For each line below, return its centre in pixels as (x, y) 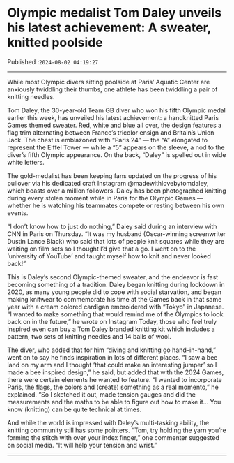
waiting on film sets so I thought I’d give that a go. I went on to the (102, 249)
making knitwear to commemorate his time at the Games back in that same (115, 299)
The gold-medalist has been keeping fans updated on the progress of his (112, 175)
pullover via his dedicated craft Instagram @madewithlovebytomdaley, (108, 183)
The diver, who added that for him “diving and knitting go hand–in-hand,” (112, 350)
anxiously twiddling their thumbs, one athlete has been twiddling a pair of (112, 89)
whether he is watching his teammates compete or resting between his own (116, 205)
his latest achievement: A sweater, (109, 28)
